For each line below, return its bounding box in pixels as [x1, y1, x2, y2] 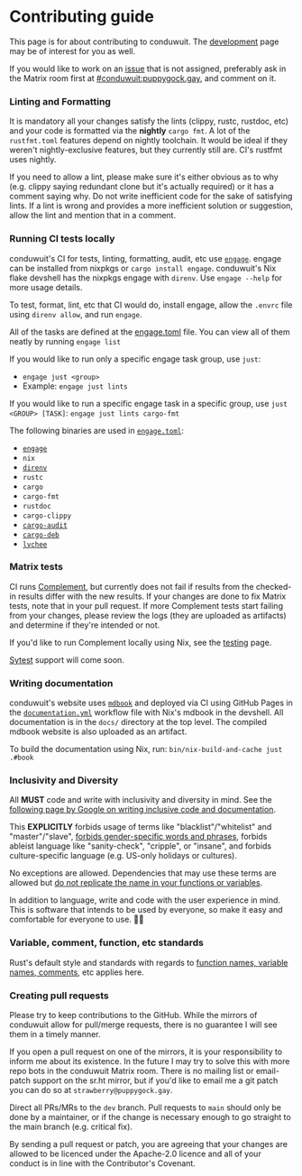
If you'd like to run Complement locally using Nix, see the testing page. [9, 637, 272, 648]
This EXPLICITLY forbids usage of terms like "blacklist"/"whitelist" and [9, 822, 272, 832]
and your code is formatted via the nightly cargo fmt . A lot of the [9, 125, 251, 136]
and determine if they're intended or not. [9, 620, 160, 630]
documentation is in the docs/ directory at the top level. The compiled [9, 717, 268, 728]
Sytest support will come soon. [9, 654, 124, 665]
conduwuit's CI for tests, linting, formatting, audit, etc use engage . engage [9, 253, 282, 263]
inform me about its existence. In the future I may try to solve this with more [9, 1056, 290, 1067]
